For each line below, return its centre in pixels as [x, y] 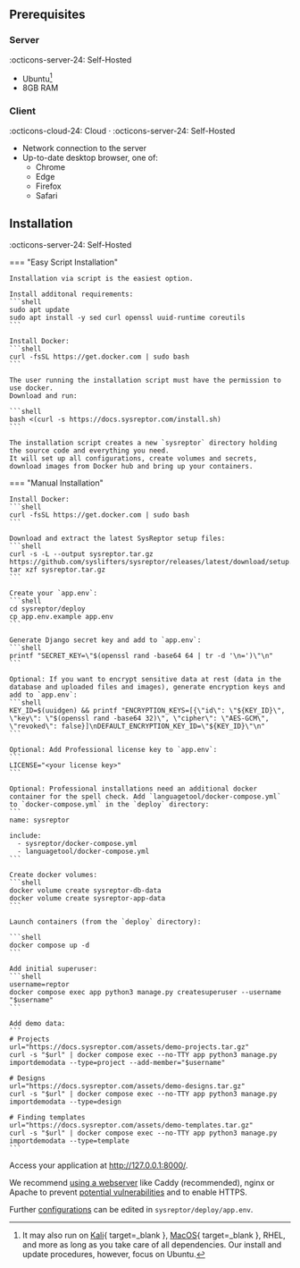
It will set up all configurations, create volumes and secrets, [133, 459]
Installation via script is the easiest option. [101, 279]
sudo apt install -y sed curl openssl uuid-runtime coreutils [127, 318]
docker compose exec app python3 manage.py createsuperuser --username [145, 993]
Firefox [48, 186]
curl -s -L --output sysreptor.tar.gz [81, 554]
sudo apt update [39, 310]
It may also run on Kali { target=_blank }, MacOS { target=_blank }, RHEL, [154, 1235]
